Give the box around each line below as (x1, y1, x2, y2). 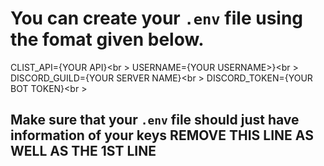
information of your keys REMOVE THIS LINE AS (10, 127, 314, 144)
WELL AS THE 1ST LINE (10, 143, 157, 160)
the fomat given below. (10, 28, 205, 51)
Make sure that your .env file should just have (10, 112, 300, 129)
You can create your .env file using (10, 7, 304, 30)
